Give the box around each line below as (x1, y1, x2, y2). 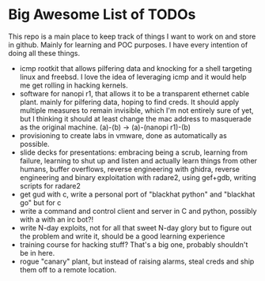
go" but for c (19, 197, 62, 207)
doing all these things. (8, 48, 81, 58)
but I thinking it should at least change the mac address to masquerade (19, 114, 252, 123)
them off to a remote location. (19, 264, 117, 274)
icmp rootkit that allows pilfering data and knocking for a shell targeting (19, 63, 252, 73)
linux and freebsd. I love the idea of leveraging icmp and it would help (19, 72, 247, 81)
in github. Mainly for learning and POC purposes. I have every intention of (8, 39, 248, 49)
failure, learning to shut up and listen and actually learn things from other (19, 155, 258, 165)
